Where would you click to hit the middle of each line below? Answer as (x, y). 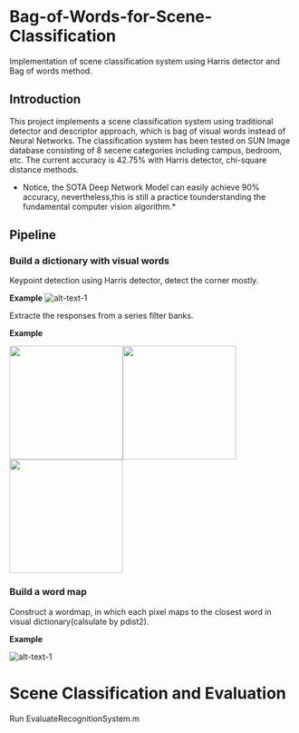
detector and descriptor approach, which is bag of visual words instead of (148, 131)
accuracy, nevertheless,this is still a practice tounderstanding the (144, 196)
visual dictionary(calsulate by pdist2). (79, 621)
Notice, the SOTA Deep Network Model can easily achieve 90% (141, 187)
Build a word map (48, 592)
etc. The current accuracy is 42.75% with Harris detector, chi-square (138, 160)
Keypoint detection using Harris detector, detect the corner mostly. (134, 281)
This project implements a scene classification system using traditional (141, 121)
